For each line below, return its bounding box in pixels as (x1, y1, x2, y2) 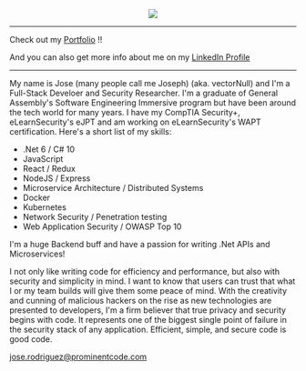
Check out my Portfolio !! (9, 35, 103, 45)
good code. (9, 334, 53, 345)
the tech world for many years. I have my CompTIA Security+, (9, 107, 241, 117)
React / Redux (22, 164, 76, 174)
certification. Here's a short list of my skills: (9, 126, 172, 136)
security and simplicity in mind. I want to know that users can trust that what (9, 276, 296, 286)
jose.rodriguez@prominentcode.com (9, 351, 148, 362)
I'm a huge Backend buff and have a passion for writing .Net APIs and (9, 239, 270, 249)
